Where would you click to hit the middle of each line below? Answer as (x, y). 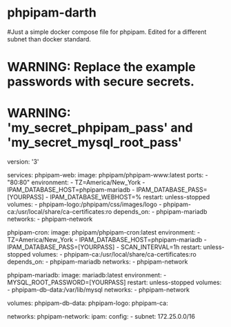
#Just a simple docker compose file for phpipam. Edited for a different (107, 32)
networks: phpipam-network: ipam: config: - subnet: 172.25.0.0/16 (101, 317)
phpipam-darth (52, 13)
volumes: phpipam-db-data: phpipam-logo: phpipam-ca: (88, 303)
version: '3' (23, 162)
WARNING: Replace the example (101, 67)
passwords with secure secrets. (101, 82)
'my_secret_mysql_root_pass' (95, 142)
